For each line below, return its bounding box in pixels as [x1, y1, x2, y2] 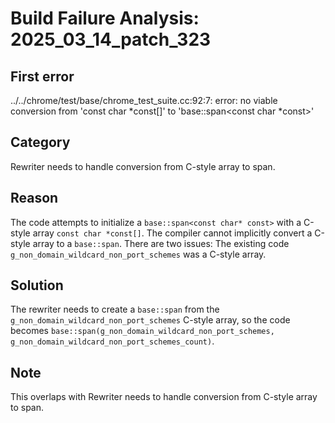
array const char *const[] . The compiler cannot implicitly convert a [32, 227, 313, 239]
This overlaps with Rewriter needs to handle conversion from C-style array [10, 391, 318, 403]
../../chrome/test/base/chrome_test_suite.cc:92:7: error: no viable [10, 95, 278, 106]
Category [10, 134, 71, 151]
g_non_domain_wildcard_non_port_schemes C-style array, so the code [10, 314, 291, 326]
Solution [10, 277, 64, 294]
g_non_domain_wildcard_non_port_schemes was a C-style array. [10, 248, 267, 260]
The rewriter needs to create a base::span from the [10, 303, 220, 316]
